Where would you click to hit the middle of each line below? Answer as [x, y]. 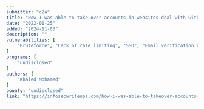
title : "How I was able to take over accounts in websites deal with [96, 18]
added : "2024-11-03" [32, 29]
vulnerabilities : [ [31, 40]
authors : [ [20, 74]
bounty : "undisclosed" [35, 91]
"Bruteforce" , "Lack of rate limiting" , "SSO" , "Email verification [106, 46]
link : [13, 96]
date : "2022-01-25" [31, 23]
